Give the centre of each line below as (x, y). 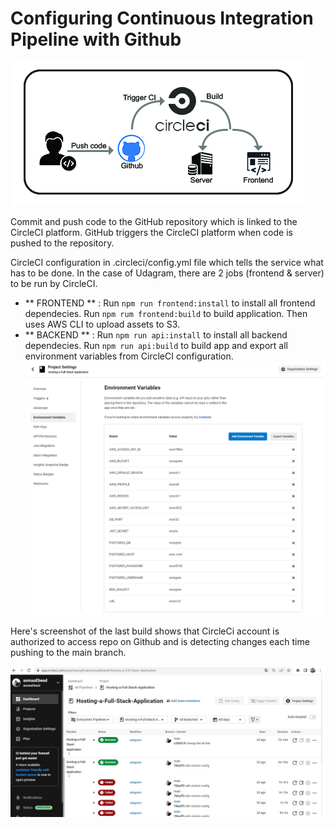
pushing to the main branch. (68, 653)
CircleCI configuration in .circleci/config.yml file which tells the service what (167, 262)
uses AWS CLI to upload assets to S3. (102, 324)
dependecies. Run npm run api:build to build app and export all (156, 345)
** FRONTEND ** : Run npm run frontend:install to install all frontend (170, 303)
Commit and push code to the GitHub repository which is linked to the (154, 221)
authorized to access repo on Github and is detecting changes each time (160, 642)
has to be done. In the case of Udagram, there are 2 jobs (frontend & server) (167, 273)
